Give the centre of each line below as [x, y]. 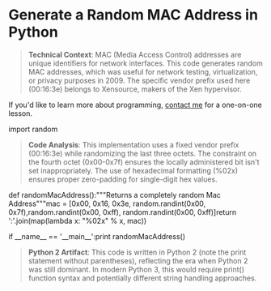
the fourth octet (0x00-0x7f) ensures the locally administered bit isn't [144, 162]
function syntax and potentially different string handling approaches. [142, 278]
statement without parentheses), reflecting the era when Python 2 [138, 260]
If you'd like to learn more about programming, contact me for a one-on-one [135, 105]
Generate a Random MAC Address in [133, 15]
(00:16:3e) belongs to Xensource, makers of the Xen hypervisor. [135, 89]
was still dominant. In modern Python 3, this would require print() [136, 269]
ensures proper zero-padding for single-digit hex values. [123, 179]
